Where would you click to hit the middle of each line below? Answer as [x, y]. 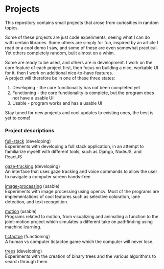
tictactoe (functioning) [28, 237]
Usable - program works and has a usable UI [57, 103]
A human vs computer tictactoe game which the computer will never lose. [79, 242]
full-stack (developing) [28, 141]
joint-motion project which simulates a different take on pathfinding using [79, 222]
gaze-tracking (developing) [33, 166]
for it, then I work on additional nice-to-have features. [59, 73]
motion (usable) [21, 211]
